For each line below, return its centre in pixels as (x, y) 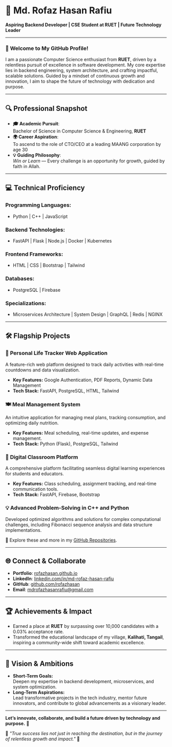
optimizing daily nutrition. (32, 423)
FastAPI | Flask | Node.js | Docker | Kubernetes (62, 241)
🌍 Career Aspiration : (36, 137)
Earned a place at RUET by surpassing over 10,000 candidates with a (85, 626)
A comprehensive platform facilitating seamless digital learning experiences (85, 468)
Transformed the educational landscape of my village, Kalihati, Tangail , (88, 637)
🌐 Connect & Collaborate (46, 561)
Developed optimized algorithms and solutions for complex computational (83, 519)
